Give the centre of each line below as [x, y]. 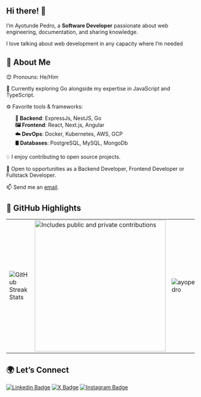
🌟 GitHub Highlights [44, 208]
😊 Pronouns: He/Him [32, 77]
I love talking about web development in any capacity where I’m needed [95, 43]
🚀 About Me [28, 63]
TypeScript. [20, 95]
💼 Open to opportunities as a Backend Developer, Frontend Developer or [95, 169]
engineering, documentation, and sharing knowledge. [72, 32]
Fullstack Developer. [31, 175]
